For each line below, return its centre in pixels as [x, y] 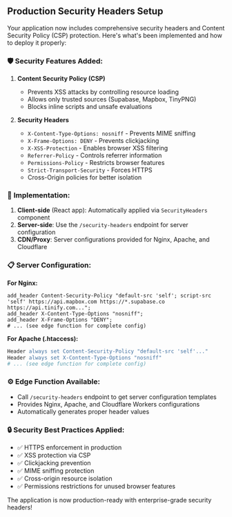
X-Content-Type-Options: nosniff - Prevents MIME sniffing [112, 133]
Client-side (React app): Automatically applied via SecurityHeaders [112, 211]
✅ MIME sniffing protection [56, 470]
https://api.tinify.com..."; [49, 308]
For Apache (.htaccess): [43, 338]
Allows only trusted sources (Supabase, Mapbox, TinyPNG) [112, 99]
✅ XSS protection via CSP [54, 455]
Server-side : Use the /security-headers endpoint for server [103, 225]
